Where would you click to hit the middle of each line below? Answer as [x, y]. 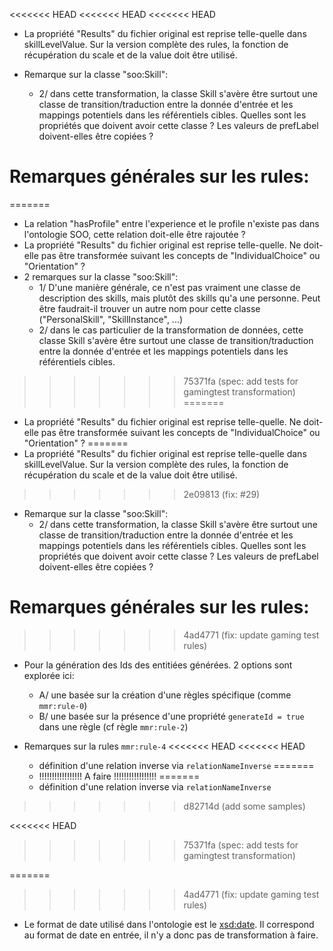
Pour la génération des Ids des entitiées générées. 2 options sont [158, 665]
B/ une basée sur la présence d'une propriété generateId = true [171, 716]
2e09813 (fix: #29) [222, 494]
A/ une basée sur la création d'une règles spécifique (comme [165, 695]
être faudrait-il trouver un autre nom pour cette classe [149, 308]
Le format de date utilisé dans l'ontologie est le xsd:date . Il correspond [169, 924]
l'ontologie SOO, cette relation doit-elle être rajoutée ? [134, 234]
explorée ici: [49, 675]
